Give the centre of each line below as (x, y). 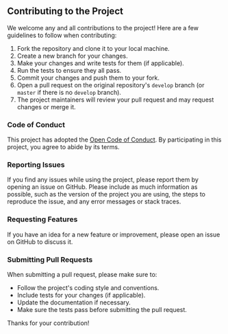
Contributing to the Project (65, 11)
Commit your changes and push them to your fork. (88, 78)
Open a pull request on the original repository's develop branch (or (111, 85)
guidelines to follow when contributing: (62, 35)
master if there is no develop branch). (69, 92)
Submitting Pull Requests (50, 259)
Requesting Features (42, 219)
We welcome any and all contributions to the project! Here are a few (103, 27)
